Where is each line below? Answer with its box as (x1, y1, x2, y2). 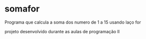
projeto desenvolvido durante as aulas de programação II (4, 28, 120, 34)
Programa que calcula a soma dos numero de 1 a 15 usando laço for (4, 19, 142, 25)
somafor (4, 3, 40, 14)
